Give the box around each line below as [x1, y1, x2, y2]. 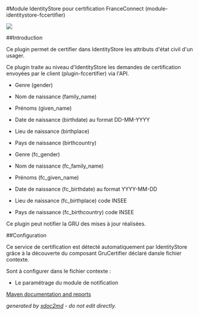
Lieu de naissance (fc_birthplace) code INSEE [14, 197, 127, 204]
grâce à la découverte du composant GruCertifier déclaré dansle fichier [6, 250, 182, 257]
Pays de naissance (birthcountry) [14, 140, 97, 146]
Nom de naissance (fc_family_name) [14, 162, 104, 169]
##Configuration [6, 232, 46, 239]
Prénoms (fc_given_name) [14, 174, 79, 181]
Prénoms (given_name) [14, 104, 72, 112]
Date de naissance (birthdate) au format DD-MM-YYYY [14, 116, 150, 123]
